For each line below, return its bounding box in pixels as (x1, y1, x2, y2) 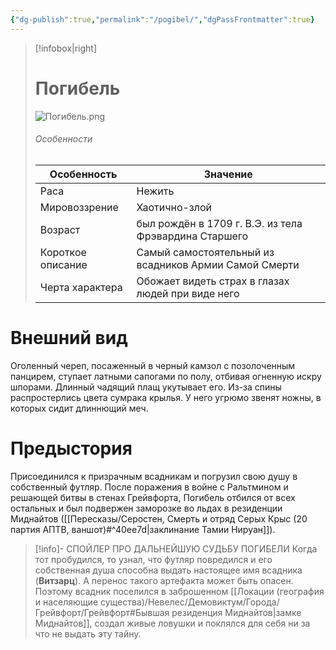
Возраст (39, 222, 81, 236)
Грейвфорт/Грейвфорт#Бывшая (34, 606, 170, 618)
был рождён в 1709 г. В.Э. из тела (136, 216, 303, 230)
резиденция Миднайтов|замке (171, 606, 302, 618)
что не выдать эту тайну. (34, 627, 142, 640)
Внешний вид (10, 326, 128, 349)
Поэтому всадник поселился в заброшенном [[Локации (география (34, 585, 325, 597)
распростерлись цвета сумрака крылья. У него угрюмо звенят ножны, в (10, 391, 322, 403)
